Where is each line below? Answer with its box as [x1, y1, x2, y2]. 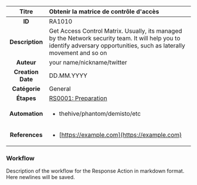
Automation [9, 109, 43, 118]
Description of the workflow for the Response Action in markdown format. [6, 167, 185, 174]
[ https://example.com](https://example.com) [59, 131, 182, 139]
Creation [13, 68, 39, 76]
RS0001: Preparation [49, 94, 107, 102]
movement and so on [49, 49, 107, 57]
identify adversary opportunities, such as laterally [49, 42, 186, 49]
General [49, 85, 72, 92]
